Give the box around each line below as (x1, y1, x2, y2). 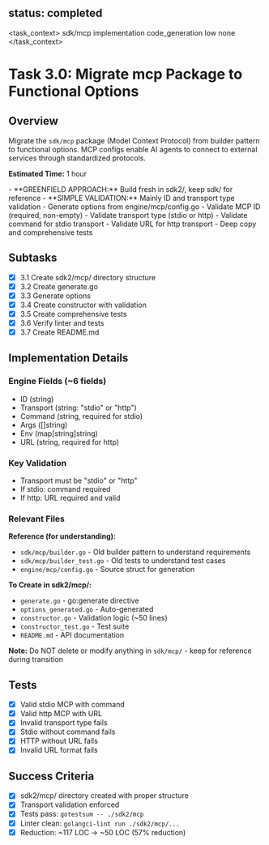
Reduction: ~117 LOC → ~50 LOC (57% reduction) (19, 827, 186, 837)
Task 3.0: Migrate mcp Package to (8, 65, 243, 83)
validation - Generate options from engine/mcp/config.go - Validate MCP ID (8, 202, 261, 211)
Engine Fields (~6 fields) (8, 376, 107, 387)
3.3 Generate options (19, 291, 92, 301)
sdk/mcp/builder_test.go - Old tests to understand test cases (19, 556, 226, 565)
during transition (8, 655, 63, 664)
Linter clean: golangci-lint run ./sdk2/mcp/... (19, 818, 181, 828)
